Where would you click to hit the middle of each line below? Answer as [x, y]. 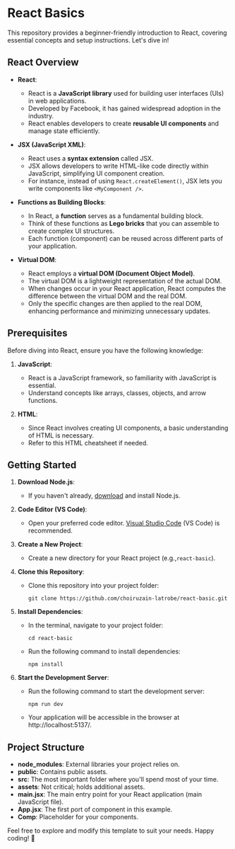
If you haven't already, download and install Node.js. [104, 496]
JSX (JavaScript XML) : [52, 144]
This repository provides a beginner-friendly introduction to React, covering [117, 33]
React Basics [46, 13]
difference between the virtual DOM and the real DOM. [107, 296]
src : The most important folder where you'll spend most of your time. [118, 780]
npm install [46, 665]
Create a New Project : [50, 545]
